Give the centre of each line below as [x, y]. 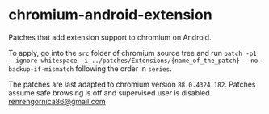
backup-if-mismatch [41, 69]
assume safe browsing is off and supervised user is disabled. [110, 93]
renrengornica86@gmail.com [57, 101]
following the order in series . [124, 68]
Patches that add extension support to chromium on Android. [110, 37]
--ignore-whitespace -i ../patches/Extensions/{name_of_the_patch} [124, 61]
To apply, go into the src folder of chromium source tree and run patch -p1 [132, 53]
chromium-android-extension [110, 15]
